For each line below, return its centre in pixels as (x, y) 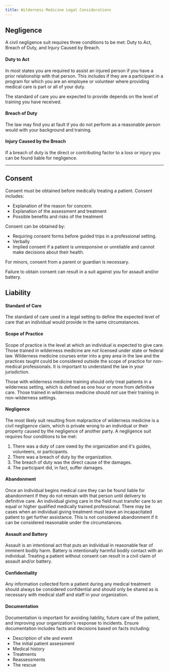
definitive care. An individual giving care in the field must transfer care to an (84, 501)
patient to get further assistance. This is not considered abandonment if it (81, 517)
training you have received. (33, 102)
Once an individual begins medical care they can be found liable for (75, 491)
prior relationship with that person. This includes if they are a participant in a (84, 76)
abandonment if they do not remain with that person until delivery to (76, 496)
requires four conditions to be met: (41, 436)
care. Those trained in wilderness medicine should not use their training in (82, 392)
